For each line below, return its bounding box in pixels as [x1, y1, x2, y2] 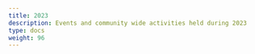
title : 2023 [8, 11, 48, 20]
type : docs [8, 26, 45, 34]
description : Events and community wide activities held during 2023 [8, 19, 248, 27]
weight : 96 [8, 33, 45, 42]
